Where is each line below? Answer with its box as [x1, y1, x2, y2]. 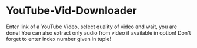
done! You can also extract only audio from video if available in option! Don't [6, 29, 191, 36]
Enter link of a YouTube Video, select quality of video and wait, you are [6, 23, 178, 30]
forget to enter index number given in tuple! [6, 35, 112, 42]
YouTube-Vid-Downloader [6, 4, 137, 17]
